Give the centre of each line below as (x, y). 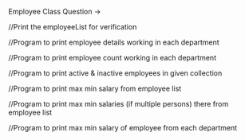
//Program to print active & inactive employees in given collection (115, 73)
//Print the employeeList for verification (73, 27)
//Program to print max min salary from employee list (95, 88)
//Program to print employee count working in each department (113, 58)
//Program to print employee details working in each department (114, 42)
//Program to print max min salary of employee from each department (123, 128)
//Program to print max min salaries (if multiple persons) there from (119, 104)
